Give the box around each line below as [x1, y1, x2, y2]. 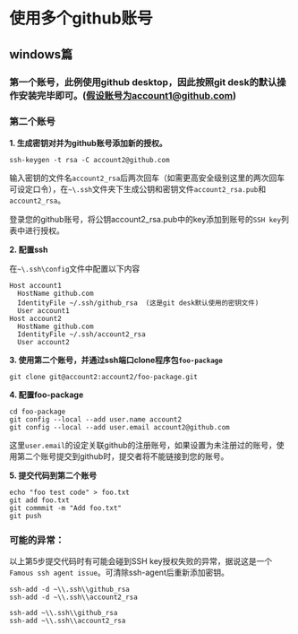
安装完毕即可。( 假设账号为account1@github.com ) [18, 89, 237, 101]
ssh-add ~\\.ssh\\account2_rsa [9, 616, 126, 626]
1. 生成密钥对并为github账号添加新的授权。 [9, 137, 167, 148]
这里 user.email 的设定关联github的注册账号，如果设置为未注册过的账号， [9, 439, 277, 450]
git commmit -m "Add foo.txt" [9, 503, 123, 512]
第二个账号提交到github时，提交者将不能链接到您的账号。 [16, 450, 229, 462]
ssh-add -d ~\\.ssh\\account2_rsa [9, 593, 139, 602]
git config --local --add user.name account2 [9, 414, 182, 424]
